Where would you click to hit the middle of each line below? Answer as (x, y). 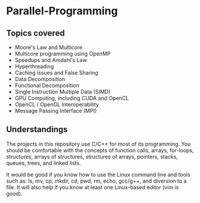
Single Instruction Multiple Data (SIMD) (63, 92)
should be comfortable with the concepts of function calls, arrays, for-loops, (100, 150)
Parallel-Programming (62, 11)
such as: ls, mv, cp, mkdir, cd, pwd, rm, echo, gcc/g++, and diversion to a (96, 181)
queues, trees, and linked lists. (44, 163)
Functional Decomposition (47, 85)
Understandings (37, 130)
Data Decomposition (40, 79)
